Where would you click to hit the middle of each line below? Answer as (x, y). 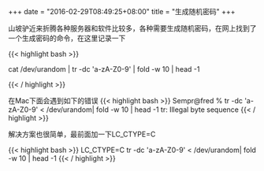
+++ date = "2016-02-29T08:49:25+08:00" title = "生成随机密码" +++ (122, 11)
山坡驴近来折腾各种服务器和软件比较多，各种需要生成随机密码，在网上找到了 (132, 28)
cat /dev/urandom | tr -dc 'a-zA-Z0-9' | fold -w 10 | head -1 (104, 69)
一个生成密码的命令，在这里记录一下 (67, 38)
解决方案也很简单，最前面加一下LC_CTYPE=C (82, 134)
